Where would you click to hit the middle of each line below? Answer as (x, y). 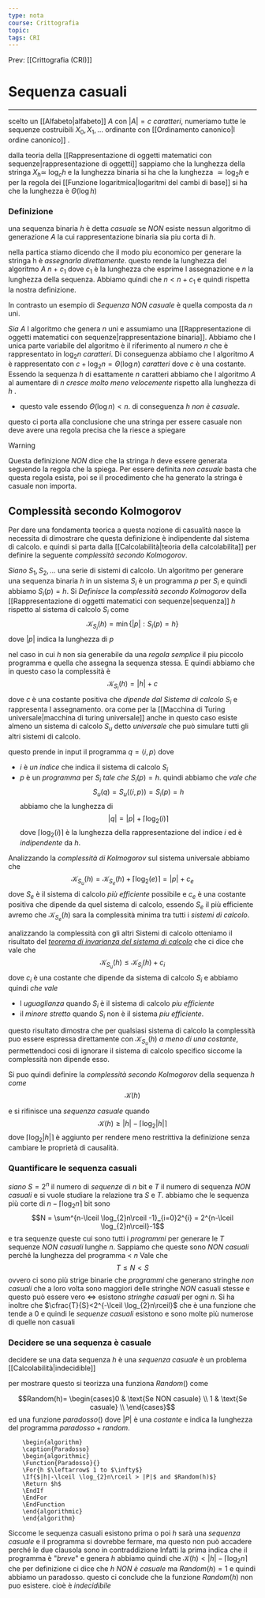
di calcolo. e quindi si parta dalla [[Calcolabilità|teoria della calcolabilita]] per (132, 547)
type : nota (26, 15)
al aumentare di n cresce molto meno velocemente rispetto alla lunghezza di (132, 383)
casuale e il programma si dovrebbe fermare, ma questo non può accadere (130, 1542)
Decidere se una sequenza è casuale (80, 1343)
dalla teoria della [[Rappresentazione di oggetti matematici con (110, 155)
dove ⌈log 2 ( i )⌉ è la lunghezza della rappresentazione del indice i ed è (131, 833)
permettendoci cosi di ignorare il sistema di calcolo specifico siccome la (125, 1050)
